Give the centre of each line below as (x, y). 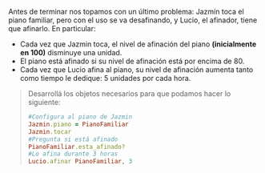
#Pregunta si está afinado (73, 139)
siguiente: (44, 102)
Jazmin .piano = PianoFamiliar (78, 124)
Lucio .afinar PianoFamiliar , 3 (80, 162)
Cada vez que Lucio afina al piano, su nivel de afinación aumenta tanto (137, 70)
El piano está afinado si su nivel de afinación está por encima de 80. (132, 61)
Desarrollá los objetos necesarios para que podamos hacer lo (129, 94)
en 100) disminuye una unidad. (71, 52)
